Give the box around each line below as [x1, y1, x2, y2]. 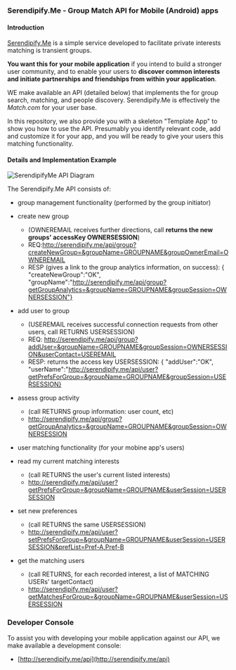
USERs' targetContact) [27, 578, 93, 586]
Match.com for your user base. [7, 103, 97, 112]
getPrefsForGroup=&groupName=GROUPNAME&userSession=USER [27, 486, 226, 494]
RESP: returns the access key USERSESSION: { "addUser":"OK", [27, 358, 214, 366]
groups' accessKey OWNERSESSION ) [27, 233, 140, 241]
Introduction [7, 23, 44, 32]
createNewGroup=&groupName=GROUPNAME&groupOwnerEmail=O [27, 248, 229, 257]
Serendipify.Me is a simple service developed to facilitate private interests [7, 39, 221, 47]
